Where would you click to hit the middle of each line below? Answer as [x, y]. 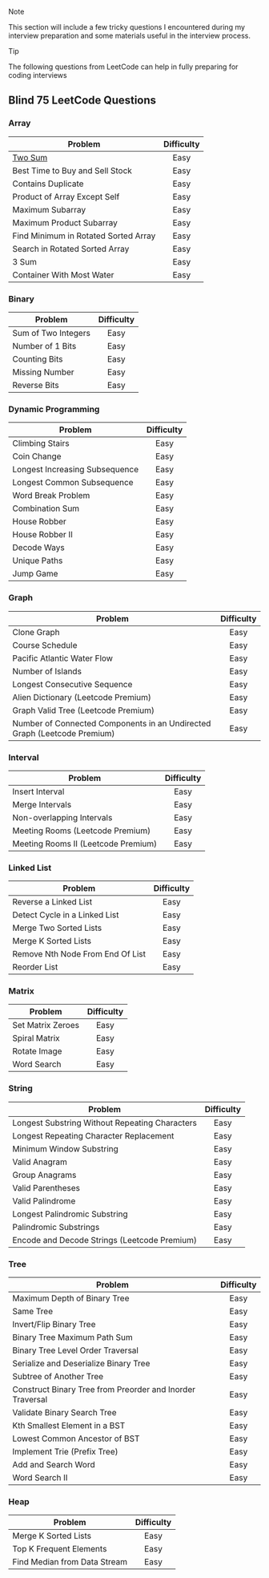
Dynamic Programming [54, 409]
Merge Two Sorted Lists [57, 928]
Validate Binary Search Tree [65, 1413]
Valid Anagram [40, 1162]
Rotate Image [37, 1051]
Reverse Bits [36, 385]
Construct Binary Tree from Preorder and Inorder [104, 1390]
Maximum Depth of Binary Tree [71, 1298]
